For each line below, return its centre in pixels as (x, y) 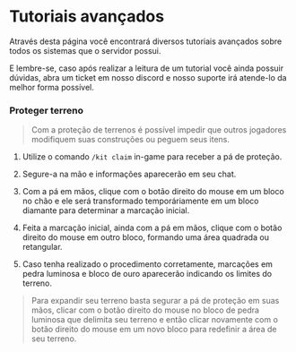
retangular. (42, 247)
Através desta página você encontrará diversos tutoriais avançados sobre (146, 41)
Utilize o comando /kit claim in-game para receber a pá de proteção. (152, 157)
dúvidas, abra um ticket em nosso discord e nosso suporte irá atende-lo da (148, 77)
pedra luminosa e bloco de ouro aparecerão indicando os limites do (147, 274)
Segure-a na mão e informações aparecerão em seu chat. (129, 174)
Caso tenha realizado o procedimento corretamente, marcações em (148, 264)
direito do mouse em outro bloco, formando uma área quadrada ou (145, 237)
